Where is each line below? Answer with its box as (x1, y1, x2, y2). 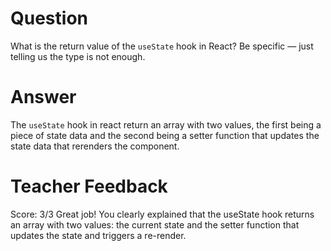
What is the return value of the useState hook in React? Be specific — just (10, 40, 314, 52)
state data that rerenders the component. (10, 140, 180, 152)
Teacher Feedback (10, 175, 168, 198)
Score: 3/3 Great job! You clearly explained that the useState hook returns (10, 208, 315, 220)
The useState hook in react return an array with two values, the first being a (10, 118, 322, 131)
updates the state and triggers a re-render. (10, 229, 187, 241)
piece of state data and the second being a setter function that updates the (10, 129, 320, 141)
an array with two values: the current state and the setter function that (10, 218, 300, 231)
